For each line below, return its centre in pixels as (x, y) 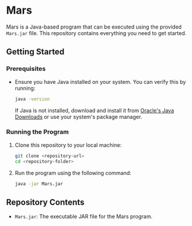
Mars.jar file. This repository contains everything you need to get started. (96, 33)
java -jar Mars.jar (39, 184)
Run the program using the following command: (73, 172)
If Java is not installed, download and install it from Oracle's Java (94, 110)
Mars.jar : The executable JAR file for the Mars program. (84, 216)
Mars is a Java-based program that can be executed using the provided (94, 27)
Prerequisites (26, 69)
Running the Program (38, 132)
